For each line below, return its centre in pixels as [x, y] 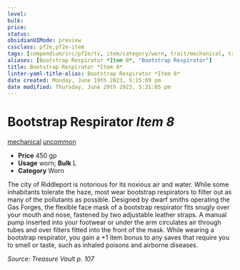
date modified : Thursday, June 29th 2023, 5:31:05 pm [89, 87]
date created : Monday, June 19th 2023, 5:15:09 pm [84, 80]
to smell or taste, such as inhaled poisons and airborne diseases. [103, 245]
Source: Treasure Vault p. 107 [51, 259]
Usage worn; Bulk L [47, 163]
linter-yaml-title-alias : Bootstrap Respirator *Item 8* [94, 73]
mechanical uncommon [42, 142]
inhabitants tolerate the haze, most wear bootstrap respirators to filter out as [120, 192]
